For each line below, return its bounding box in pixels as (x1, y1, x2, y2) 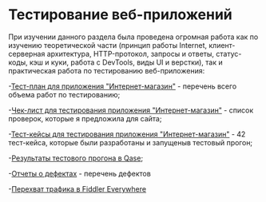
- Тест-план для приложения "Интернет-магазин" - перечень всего (8, 81, 237, 91)
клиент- (208, 40, 236, 50)
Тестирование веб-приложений (8, 6, 233, 24)
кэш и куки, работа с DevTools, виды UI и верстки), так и (29, 57, 224, 67)
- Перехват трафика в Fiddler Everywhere (8, 184, 146, 193)
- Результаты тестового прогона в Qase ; (8, 153, 144, 163)
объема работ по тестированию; (8, 89, 121, 99)
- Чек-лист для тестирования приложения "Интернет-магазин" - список (8, 105, 254, 115)
